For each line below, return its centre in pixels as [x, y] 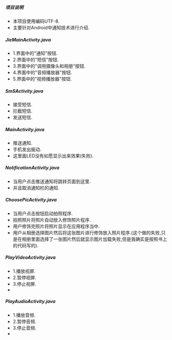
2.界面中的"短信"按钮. [36, 59]
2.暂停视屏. [25, 277]
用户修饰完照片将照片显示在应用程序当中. [56, 226]
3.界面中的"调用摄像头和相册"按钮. [49, 66]
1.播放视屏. [24, 271]
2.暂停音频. [25, 321]
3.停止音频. [25, 328]
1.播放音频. [24, 315]
